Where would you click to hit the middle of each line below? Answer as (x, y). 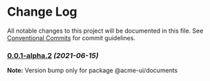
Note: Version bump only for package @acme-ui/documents (92, 70)
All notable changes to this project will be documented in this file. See (105, 31)
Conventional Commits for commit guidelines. (71, 37)
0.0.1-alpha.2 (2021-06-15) (53, 55)
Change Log (42, 12)
